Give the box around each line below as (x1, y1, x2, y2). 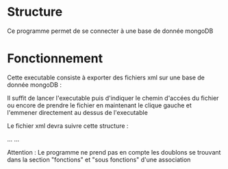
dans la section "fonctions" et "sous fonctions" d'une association (7, 155, 191, 164)
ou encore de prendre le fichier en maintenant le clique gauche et (7, 101, 192, 109)
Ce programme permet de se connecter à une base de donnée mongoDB (7, 27, 214, 35)
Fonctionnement (7, 51, 103, 66)
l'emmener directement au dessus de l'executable (7, 108, 149, 116)
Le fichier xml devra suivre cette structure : (7, 121, 129, 130)
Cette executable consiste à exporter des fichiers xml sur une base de (7, 73, 205, 81)
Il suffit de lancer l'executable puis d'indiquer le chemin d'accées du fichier (7, 94, 219, 102)
